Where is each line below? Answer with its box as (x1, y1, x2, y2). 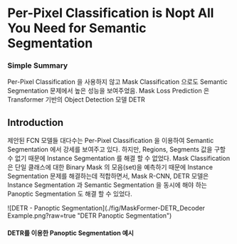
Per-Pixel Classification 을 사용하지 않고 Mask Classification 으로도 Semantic (7, 78, 228, 86)
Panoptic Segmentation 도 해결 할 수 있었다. (7, 190, 133, 198)
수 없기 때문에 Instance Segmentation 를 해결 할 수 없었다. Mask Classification (7, 154, 231, 163)
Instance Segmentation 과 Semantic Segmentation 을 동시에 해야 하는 (7, 181, 208, 189)
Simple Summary (7, 60, 68, 70)
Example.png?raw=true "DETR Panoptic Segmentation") (7, 211, 172, 220)
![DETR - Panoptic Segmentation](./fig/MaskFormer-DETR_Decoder (7, 204, 205, 213)
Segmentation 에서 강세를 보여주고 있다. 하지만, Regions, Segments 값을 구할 (7, 145, 226, 154)
